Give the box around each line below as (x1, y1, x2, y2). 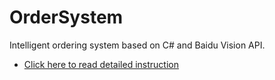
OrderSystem (9, 6, 124, 29)
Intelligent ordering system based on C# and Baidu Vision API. (9, 39, 266, 51)
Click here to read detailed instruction (23, 58, 179, 70)
